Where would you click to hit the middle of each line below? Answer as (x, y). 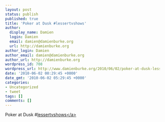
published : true (22, 19)
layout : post (18, 10)
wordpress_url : (21, 69)
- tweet (13, 92)
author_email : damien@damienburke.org (45, 55)
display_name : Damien (32, 32)
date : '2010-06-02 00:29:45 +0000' (41, 73)
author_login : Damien (27, 50)
